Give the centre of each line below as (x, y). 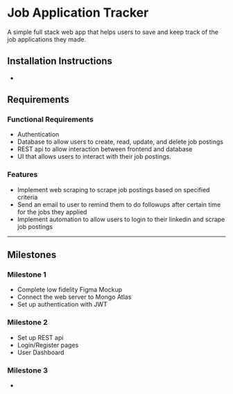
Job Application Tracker (78, 13)
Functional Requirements (50, 119)
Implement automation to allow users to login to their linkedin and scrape (121, 219)
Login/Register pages (48, 345)
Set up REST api (40, 337)
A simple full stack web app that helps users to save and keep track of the (113, 32)
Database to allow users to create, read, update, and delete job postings (120, 142)
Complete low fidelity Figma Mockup (70, 290)
